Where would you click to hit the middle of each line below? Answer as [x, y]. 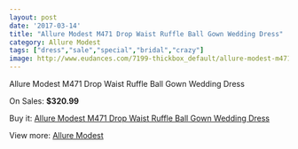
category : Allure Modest [55, 42]
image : [21, 59]
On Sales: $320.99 [44, 101]
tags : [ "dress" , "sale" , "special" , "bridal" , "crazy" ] [106, 51]
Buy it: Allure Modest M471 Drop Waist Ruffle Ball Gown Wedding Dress [140, 118]
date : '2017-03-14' [45, 26]
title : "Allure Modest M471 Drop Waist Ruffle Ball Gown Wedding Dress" [146, 34]
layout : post [33, 17]
